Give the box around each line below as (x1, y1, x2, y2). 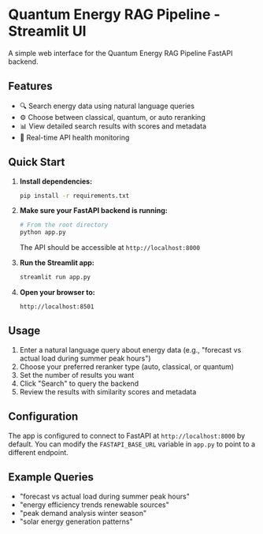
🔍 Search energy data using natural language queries (19, 101, 195, 110)
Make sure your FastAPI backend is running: (19, 206, 168, 215)
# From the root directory (19, 221, 109, 230)
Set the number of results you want (19, 370, 135, 379)
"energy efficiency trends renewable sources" (19, 499, 169, 510)
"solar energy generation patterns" (19, 517, 133, 526)
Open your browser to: (19, 288, 96, 297)
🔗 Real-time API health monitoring (19, 133, 130, 142)
